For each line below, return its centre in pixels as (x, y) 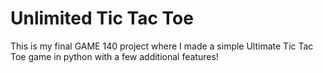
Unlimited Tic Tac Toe (102, 18)
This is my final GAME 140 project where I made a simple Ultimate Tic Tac (162, 46)
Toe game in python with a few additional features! (114, 56)
